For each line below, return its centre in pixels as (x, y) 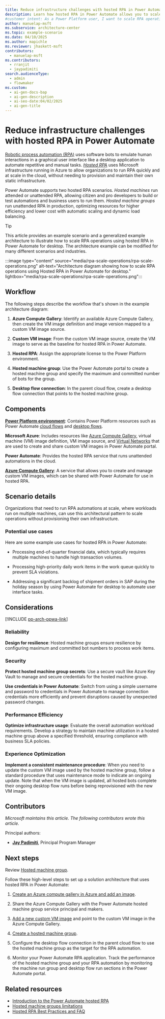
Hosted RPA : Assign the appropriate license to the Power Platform (79, 353)
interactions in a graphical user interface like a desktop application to (75, 159)
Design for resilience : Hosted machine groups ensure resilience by (73, 643)
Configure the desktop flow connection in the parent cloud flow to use (83, 943)
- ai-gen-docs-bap (28, 92)
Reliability (17, 632)
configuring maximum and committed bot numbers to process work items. (80, 648)
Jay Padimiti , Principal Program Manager (54, 843)
